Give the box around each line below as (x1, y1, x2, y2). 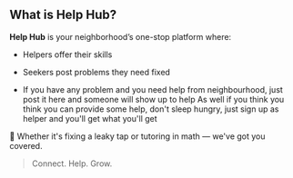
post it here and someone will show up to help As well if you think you (22, 94, 285, 104)
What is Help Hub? (9, 7, 116, 23)
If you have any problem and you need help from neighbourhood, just (22, 84, 284, 94)
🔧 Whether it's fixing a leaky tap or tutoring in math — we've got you (9, 131, 266, 142)
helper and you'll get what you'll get (22, 113, 157, 124)
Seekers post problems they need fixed (22, 66, 171, 77)
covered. (9, 140, 43, 151)
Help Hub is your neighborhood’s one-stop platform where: (9, 31, 232, 42)
